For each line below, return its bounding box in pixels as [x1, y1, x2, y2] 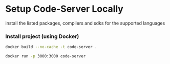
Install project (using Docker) [5, 33, 79, 40]
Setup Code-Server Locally [5, 3, 124, 15]
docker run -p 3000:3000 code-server [5, 54, 86, 59]
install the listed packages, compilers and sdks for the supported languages [5, 20, 165, 26]
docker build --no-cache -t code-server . [5, 45, 97, 50]
